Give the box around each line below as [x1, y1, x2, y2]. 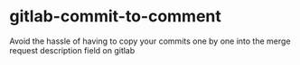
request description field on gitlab [9, 45, 136, 55]
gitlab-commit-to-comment [9, 6, 221, 27]
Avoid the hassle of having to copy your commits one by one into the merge [9, 36, 291, 46]
